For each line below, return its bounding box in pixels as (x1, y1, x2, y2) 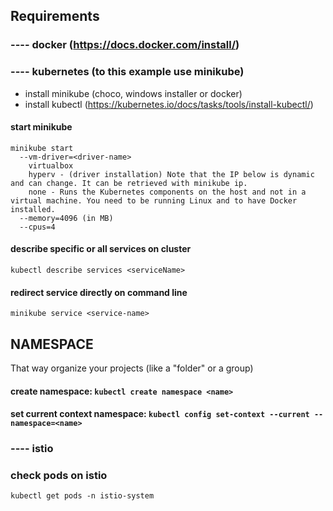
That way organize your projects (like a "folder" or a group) (10, 362, 254, 374)
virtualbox (28, 160, 74, 171)
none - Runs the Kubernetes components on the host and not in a (28, 187, 307, 197)
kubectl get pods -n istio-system (10, 491, 155, 501)
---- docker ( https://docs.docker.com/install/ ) (10, 38, 240, 52)
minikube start (10, 143, 74, 153)
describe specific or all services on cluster (10, 243, 192, 255)
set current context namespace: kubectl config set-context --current (10, 408, 310, 420)
